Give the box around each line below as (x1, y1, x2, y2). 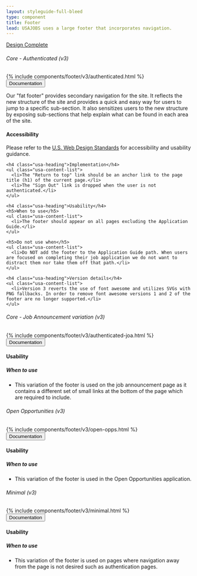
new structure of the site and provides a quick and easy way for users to (6, 99, 182, 106)
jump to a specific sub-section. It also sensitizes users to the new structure (6, 104, 188, 112)
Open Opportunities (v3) (6, 408, 65, 415)
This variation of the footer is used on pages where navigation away (14, 557, 179, 564)
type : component (6, 14, 46, 20)
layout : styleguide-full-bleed (6, 8, 83, 15)
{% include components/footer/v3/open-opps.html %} (6, 426, 138, 433)
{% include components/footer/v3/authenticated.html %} (6, 73, 145, 80)
